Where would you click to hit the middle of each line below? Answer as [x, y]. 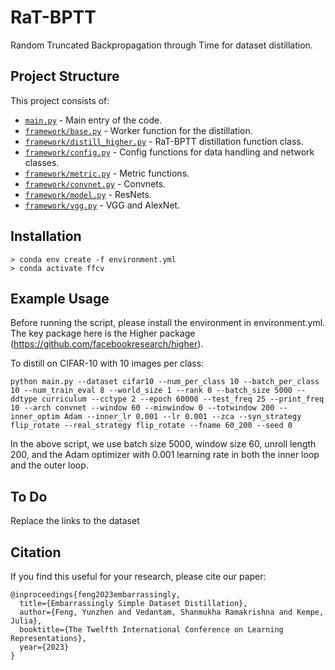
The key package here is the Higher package [103, 333]
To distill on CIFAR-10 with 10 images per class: [107, 363]
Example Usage [60, 298]
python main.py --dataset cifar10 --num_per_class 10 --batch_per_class [165, 382]
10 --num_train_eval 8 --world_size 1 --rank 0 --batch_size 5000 [151, 391]
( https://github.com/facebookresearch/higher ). [107, 344]
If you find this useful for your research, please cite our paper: [138, 576]
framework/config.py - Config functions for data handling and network [169, 152]
